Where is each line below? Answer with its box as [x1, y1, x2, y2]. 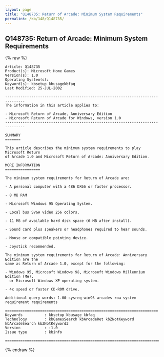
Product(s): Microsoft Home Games [5, 69, 76, 74]
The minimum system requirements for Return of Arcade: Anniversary [5, 253, 147, 258]
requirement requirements [5, 300, 58, 305]
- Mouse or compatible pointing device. [5, 236, 89, 241]
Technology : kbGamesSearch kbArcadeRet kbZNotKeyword [5, 317, 134, 322]
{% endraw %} [5, 347, 35, 353]
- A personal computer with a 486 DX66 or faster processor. [5, 184, 132, 189]
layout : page [5, 7, 32, 12]
